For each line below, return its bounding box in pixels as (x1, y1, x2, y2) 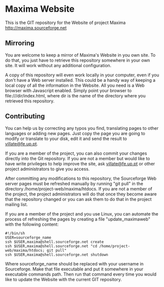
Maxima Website (5, 3, 75, 15)
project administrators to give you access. (5, 166, 90, 172)
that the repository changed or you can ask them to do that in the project (5, 196, 152, 202)
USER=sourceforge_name (5, 235, 51, 240)
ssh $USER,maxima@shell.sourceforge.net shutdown (5, 252, 109, 257)
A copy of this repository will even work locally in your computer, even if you (5, 72, 160, 78)
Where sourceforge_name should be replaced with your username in (5, 261, 144, 266)
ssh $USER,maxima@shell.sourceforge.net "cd (5, 243, 97, 248)
